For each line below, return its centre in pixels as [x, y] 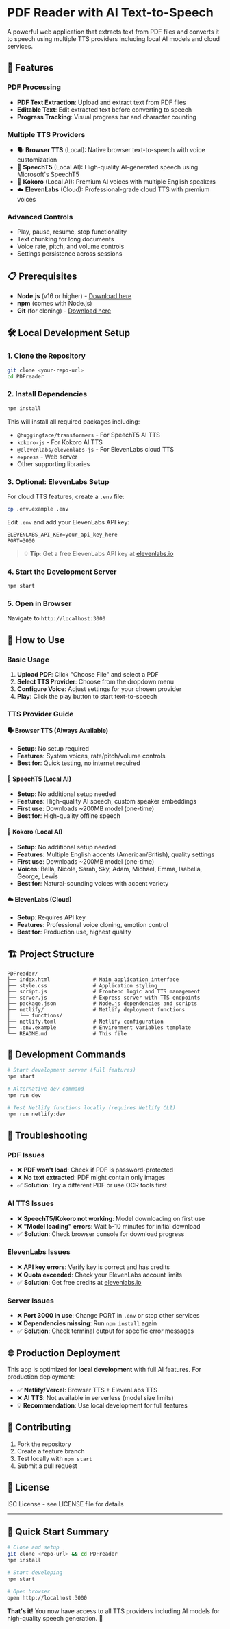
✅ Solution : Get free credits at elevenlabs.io [79, 1282]
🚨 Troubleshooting [47, 1135]
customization [37, 160]
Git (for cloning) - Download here [64, 311]
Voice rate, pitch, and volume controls [71, 246]
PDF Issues [26, 1155]
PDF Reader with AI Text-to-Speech [110, 13]
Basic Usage [28, 660]
